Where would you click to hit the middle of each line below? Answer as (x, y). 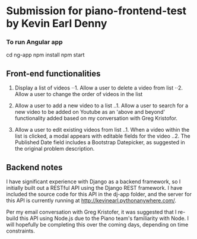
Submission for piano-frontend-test (96, 11)
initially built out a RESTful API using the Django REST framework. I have (94, 188)
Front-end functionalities (53, 73)
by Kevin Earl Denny (57, 23)
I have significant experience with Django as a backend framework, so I (93, 181)
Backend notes (34, 167)
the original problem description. (55, 149)
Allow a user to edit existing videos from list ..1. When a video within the (102, 130)
